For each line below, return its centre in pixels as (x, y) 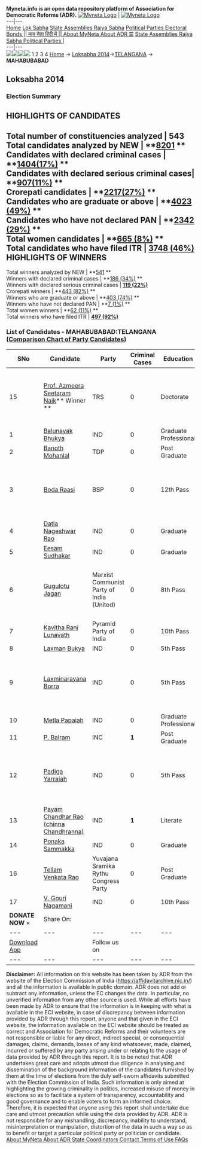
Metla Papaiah (63, 720)
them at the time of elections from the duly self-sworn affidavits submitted (98, 1075)
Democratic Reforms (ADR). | (63, 15)
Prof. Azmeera (64, 385)
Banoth (54, 448)
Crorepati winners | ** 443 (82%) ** (51, 291)
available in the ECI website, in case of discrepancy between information (96, 1012)
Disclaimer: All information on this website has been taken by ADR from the (99, 974)
